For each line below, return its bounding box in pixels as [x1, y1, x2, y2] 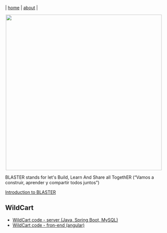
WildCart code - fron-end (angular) [12, 222, 85, 228]
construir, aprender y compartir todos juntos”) [5, 180, 100, 185]
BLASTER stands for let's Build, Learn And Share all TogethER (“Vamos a [5, 174, 155, 180]
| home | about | [5, 5, 38, 10]
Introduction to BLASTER [5, 189, 56, 195]
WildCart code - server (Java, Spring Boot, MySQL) [12, 217, 118, 223]
